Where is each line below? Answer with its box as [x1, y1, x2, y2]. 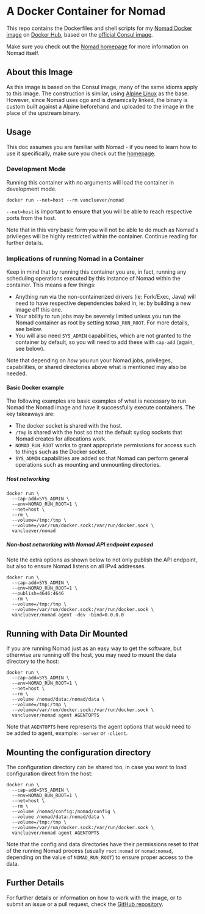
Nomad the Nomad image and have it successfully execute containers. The [6, 404, 195, 411]
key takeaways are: [6, 411, 55, 418]
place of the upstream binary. [6, 109, 81, 117]
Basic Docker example [6, 384, 64, 391]
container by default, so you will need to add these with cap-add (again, [15, 338, 194, 346]
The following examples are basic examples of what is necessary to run [6, 397, 187, 404]
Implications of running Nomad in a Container [6, 254, 145, 263]
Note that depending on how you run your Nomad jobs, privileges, [6, 357, 173, 364]
